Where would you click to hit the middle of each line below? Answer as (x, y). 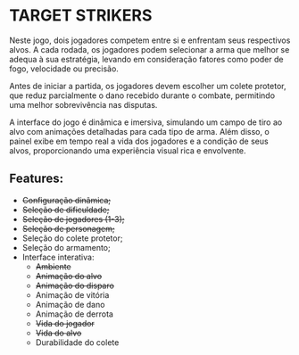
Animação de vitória (72, 294)
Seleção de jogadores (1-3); (73, 219)
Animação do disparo (75, 285)
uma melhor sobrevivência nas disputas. (83, 104)
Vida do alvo (58, 333)
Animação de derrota (75, 314)
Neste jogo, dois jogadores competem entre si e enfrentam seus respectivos (150, 40)
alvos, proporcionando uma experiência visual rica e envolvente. (128, 150)
